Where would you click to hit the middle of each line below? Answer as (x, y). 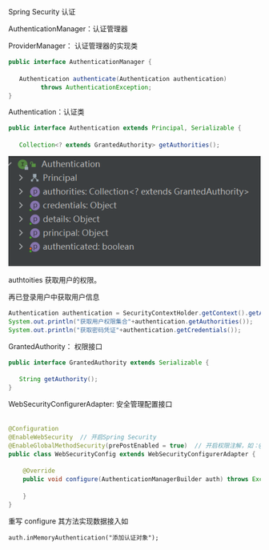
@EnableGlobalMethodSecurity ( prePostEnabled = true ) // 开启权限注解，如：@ (135, 446)
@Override (39, 471)
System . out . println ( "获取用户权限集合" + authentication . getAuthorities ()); (131, 321)
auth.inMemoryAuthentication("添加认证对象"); (84, 538)
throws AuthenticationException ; (96, 87)
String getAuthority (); (58, 379)
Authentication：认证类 (46, 112)
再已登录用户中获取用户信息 (54, 297)
